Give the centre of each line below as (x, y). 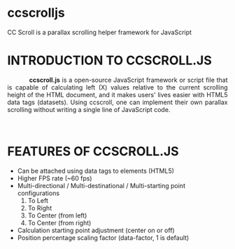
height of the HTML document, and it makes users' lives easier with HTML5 (117, 94)
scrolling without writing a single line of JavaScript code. (89, 109)
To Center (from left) (57, 215)
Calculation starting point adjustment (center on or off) (96, 230)
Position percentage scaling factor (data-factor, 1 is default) (103, 237)
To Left (38, 200)
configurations (38, 193)
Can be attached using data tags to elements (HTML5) (96, 171)
